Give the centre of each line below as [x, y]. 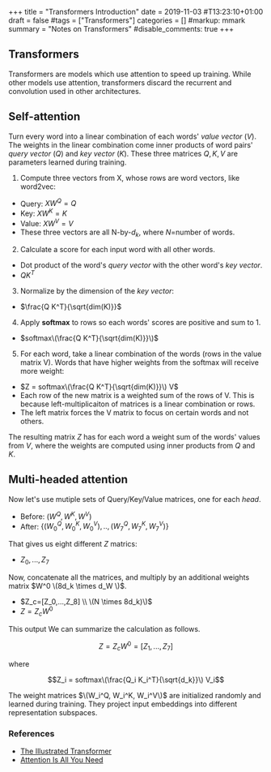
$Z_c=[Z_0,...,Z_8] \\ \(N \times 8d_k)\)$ [86, 601]
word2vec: [38, 187]
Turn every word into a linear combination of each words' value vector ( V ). [133, 136]
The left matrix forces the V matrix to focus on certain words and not [134, 413]
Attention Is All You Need [61, 759]
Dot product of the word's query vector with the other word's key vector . [141, 265]
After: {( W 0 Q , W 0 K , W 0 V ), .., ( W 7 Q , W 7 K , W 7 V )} [94, 526]
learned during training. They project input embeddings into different [123, 704]
